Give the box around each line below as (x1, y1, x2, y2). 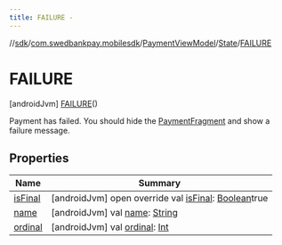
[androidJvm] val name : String (51, 207, 178, 219)
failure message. (9, 125, 70, 135)
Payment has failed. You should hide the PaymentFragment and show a (9, 115, 270, 126)
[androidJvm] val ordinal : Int (51, 221, 169, 233)
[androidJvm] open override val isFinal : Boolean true (51, 192, 269, 205)
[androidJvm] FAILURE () (9, 98, 98, 109)
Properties (9, 151, 69, 166)
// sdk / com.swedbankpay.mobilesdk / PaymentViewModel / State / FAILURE (9, 37, 272, 48)
